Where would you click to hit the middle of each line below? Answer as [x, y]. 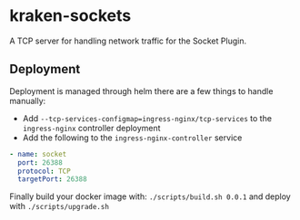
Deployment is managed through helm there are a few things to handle [141, 91]
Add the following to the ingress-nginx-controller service [132, 138]
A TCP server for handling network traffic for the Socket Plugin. [128, 41]
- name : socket [38, 154]
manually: [28, 100]
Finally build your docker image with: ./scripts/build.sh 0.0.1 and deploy [150, 196]
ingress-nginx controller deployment [91, 128]
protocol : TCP [44, 171]
